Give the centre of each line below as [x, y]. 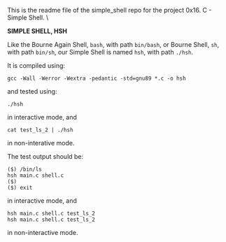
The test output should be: [45, 156]
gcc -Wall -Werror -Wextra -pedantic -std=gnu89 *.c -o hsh [97, 78]
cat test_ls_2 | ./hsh [40, 130]
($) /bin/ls [24, 169]
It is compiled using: [36, 65]
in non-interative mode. [41, 143]
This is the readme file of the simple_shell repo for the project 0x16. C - [110, 10]
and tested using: [32, 91]
